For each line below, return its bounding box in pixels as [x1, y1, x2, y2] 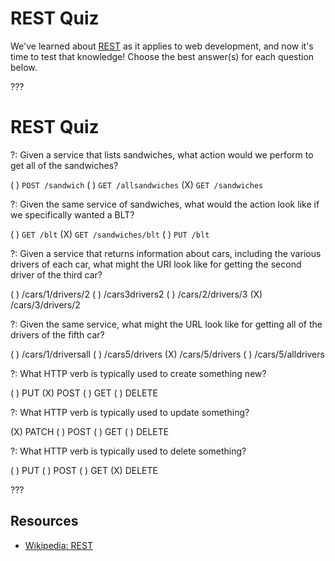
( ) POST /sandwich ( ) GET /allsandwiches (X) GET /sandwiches [10, 178, 264, 191]
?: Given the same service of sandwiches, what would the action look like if [10, 198, 320, 210]
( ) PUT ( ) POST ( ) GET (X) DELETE [10, 464, 158, 476]
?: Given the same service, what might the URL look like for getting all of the [10, 318, 323, 330]
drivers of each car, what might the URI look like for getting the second [10, 258, 302, 270]
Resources [10, 513, 79, 530]
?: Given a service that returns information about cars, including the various [10, 247, 322, 259]
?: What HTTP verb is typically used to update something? [10, 406, 250, 418]
